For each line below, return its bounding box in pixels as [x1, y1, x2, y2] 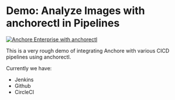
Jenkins [14, 76, 34, 83]
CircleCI [14, 88, 34, 95]
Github [14, 82, 31, 89]
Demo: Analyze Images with [6, 4, 145, 18]
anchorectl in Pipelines [6, 16, 120, 30]
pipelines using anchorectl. [6, 53, 71, 60]
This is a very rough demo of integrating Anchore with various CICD [6, 47, 170, 54]
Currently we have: [6, 64, 52, 71]
